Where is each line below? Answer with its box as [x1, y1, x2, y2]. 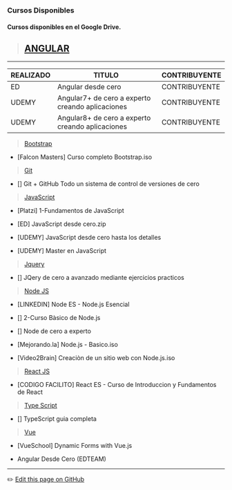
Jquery [23, 260, 45, 268]
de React [17, 388, 43, 396]
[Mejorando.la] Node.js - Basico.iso [17, 341, 119, 349]
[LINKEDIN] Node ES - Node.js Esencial [17, 300, 130, 309]
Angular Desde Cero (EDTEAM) [17, 455, 107, 463]
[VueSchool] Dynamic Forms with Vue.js [17, 442, 133, 450]
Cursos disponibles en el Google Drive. [7, 23, 122, 31]
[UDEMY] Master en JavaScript [17, 247, 107, 255]
